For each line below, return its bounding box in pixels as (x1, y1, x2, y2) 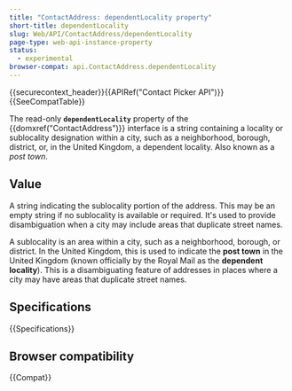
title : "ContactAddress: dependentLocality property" (9, 12, 213, 22)
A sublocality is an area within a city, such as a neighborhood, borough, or (9, 236, 281, 246)
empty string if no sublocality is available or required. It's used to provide (9, 209, 277, 220)
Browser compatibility (9, 348, 135, 364)
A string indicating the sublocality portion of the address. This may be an (9, 200, 275, 211)
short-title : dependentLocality (9, 21, 129, 30)
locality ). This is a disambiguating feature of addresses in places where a (9, 264, 278, 275)
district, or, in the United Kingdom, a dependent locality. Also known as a (9, 141, 275, 152)
